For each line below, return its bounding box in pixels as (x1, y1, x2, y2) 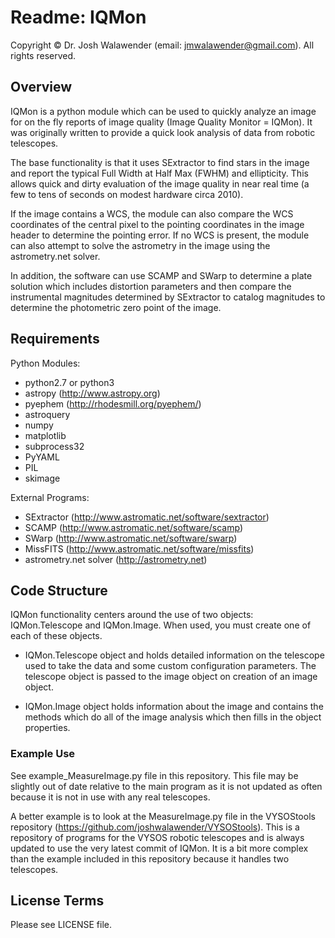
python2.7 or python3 (24, 376, 115, 388)
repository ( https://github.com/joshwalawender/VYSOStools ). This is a (10, 821, 300, 833)
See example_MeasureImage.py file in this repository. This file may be (10, 769, 299, 781)
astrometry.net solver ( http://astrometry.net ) (24, 553, 208, 565)
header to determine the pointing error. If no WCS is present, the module (10, 229, 310, 241)
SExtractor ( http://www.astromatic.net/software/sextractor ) (24, 511, 270, 523)
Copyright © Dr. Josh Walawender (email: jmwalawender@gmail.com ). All (10, 39, 315, 51)
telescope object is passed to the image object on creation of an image (24, 671, 318, 683)
